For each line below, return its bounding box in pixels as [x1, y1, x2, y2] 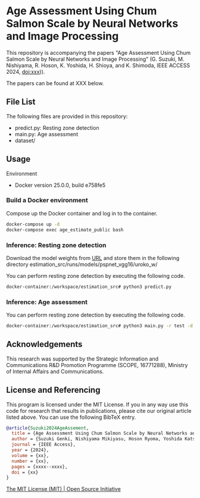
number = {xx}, [11, 458, 49, 464]
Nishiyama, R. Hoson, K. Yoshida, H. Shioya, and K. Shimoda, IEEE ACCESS [6, 61, 190, 69]
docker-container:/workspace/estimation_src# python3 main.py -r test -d [6, 323, 193, 329]
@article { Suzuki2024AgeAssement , [6, 425, 89, 431]
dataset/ [14, 137, 36, 144]
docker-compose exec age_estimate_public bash [6, 227, 124, 233]
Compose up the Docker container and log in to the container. [6, 209, 158, 217]
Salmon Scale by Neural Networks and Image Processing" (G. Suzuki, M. [6, 55, 185, 62]
